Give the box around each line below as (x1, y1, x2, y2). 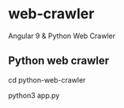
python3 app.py (8, 91, 60, 100)
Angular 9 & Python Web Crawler (8, 31, 116, 40)
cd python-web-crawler (8, 75, 86, 84)
